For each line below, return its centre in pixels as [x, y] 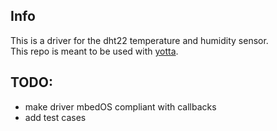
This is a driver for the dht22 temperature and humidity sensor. [139, 40]
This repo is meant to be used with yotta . [94, 51]
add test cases [55, 117]
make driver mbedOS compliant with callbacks [120, 106]
